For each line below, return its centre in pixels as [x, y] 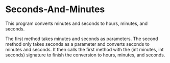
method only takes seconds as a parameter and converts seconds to [77, 44]
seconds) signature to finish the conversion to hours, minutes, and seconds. [85, 55]
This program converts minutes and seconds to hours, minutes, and [77, 23]
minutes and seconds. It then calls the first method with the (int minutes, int [84, 49]
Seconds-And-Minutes [55, 9]
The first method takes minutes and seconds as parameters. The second [82, 39]
